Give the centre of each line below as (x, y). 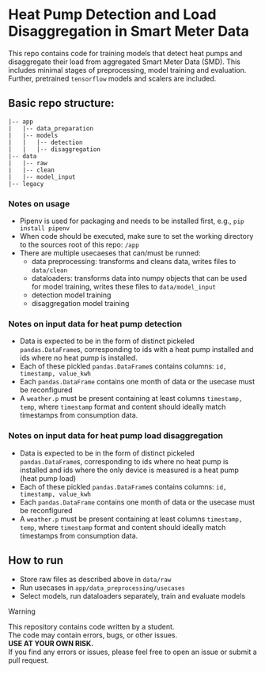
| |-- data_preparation (51, 128)
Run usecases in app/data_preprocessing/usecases (102, 588)
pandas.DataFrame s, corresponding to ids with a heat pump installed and (136, 350)
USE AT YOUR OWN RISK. (51, 644)
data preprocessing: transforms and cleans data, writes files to (134, 262)
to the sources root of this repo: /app (79, 245)
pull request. (28, 660)
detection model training (71, 295)
